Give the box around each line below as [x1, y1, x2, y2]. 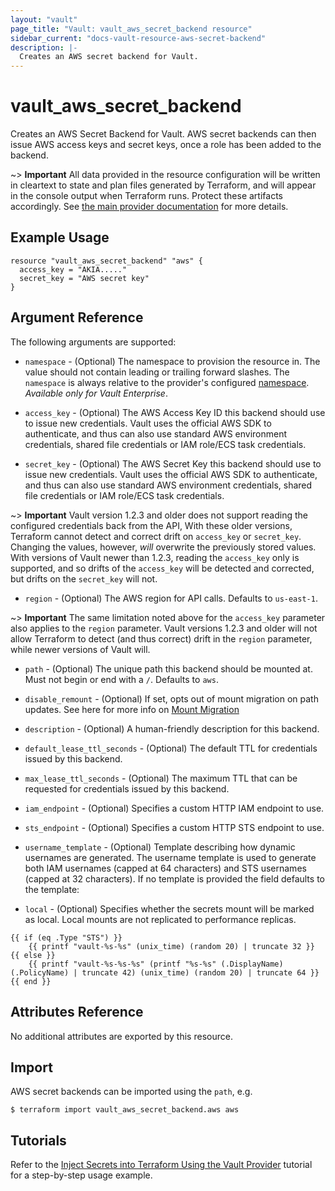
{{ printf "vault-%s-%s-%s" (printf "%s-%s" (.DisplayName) [28, 959, 284, 969]
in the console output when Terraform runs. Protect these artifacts [10, 190, 283, 202]
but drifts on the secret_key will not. [10, 572, 158, 585]
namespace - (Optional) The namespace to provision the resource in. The [24, 355, 321, 367]
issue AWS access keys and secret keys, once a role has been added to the [10, 139, 322, 151]
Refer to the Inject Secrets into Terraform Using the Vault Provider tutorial [10, 1159, 313, 1171]
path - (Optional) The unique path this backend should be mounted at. [24, 662, 313, 675]
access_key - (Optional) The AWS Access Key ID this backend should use [24, 406, 326, 418]
